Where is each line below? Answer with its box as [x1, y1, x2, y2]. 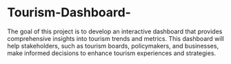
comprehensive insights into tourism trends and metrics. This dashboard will [7, 34, 224, 42]
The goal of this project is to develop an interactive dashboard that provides [7, 27, 223, 35]
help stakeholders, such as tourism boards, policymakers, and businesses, [7, 42, 219, 50]
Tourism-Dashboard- [7, 5, 131, 20]
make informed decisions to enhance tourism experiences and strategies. [7, 49, 216, 57]
